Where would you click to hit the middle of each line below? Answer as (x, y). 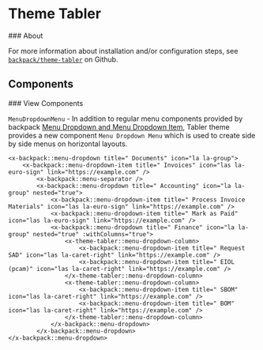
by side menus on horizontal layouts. (68, 144)
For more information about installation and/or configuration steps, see (123, 51)
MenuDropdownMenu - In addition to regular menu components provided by (126, 119)
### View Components (46, 103)
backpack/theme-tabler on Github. (63, 59)
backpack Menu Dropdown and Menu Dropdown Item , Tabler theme (119, 126)
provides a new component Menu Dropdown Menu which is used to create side (132, 135)
